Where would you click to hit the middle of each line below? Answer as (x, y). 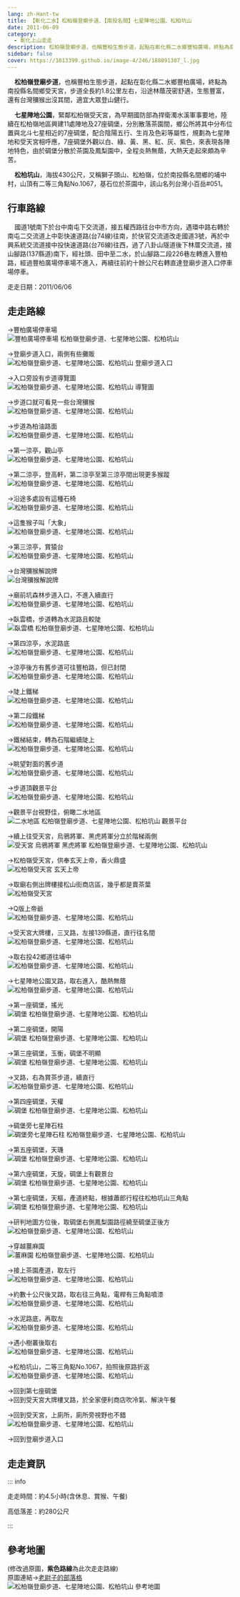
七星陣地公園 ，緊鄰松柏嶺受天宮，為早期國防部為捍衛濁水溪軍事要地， (117, 114)
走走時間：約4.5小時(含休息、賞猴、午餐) (67, 1496)
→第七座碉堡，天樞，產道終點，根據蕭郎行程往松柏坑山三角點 (98, 1198)
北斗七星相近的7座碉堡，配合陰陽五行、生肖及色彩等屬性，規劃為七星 (121, 132)
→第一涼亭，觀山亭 (36, 450)
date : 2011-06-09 (33, 27)
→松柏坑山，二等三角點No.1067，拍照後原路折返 (79, 1367)
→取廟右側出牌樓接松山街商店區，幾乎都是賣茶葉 (79, 885)
